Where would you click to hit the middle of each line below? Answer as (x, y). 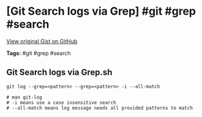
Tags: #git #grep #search (39, 53)
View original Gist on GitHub (42, 41)
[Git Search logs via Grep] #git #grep (101, 11)
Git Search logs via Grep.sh (59, 73)
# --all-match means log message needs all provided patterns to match (99, 108)
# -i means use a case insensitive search (61, 102)
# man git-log (24, 97)
